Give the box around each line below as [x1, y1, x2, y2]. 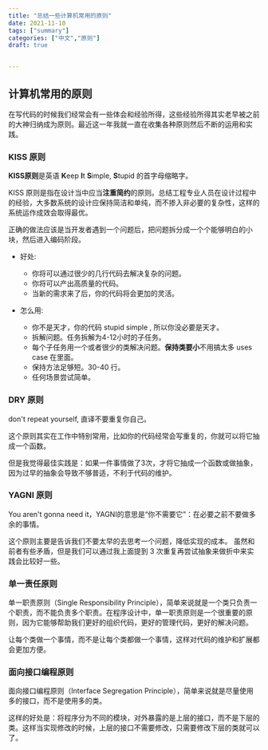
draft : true [8, 41, 48, 49]
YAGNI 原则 [8, 490, 53, 501]
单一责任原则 [8, 578, 58, 589]
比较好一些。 [22, 556, 65, 566]
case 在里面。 [31, 353, 78, 362]
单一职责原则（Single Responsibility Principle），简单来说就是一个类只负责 [8, 598, 251, 607]
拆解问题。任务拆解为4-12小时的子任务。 [31, 333, 166, 342]
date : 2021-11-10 [8, 19, 66, 27]
